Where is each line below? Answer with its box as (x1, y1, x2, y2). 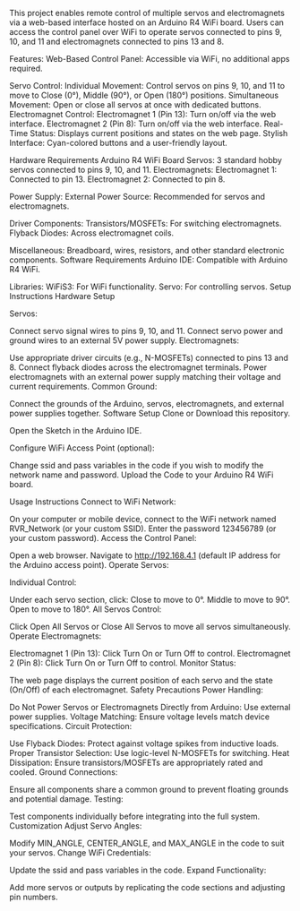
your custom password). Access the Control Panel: (9, 533, 197, 543)
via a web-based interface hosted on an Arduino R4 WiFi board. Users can (9, 17, 285, 28)
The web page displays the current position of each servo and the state (9, 675, 273, 685)
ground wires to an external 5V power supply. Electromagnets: (9, 335, 240, 346)
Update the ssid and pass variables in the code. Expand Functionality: (9, 864, 267, 875)
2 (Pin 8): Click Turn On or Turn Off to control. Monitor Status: (9, 657, 236, 668)
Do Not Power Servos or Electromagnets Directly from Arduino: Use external (9, 702, 291, 712)
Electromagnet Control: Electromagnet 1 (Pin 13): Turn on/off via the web (9, 109, 277, 119)
